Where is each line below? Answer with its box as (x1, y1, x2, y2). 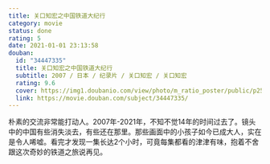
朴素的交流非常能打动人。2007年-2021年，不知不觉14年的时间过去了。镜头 (8, 117, 256, 127)
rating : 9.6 (15, 79, 56, 87)
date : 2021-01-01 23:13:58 (8, 42, 99, 50)
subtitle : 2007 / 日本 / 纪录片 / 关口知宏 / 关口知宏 (15, 72, 187, 80)
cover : (15, 86, 38, 95)
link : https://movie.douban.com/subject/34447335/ (15, 94, 189, 102)
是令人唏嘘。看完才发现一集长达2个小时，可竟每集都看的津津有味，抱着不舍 (8, 137, 260, 147)
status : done (8, 27, 52, 35)
